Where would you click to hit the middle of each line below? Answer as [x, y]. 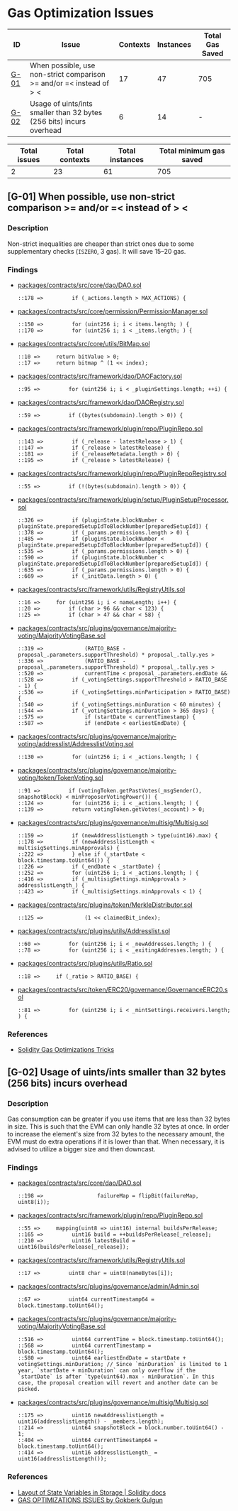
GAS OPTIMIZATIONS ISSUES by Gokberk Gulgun [90, 1500]
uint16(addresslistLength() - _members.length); [91, 1422]
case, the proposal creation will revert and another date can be [118, 1383]
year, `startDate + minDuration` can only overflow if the [107, 1371]
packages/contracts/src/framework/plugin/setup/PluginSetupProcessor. [123, 500]
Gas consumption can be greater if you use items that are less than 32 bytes [119, 1119]
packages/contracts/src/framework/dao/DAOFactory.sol [100, 376]
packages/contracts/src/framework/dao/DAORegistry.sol [101, 402]
